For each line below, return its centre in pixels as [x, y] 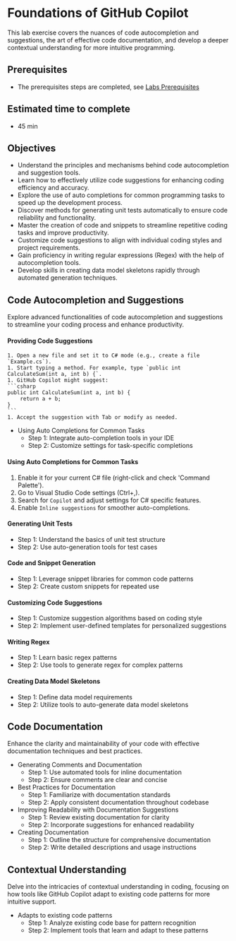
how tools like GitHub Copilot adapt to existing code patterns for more [108, 894]
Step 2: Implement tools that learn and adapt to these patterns [118, 930]
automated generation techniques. [67, 278]
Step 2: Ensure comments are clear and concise [98, 780]
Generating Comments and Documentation [80, 765]
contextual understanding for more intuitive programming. [91, 47]
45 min [28, 126]
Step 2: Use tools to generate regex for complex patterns [100, 665]
